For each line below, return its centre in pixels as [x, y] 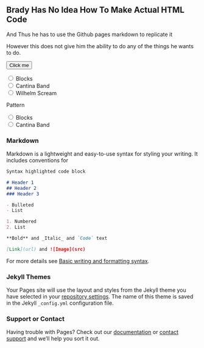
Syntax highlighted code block [46, 172]
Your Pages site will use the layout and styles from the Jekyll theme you [97, 290]
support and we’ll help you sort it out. [53, 339]
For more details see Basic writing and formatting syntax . [78, 261]
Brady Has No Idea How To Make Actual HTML [95, 10]
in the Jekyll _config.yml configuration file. [60, 303]
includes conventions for [37, 161]
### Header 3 [23, 194]
